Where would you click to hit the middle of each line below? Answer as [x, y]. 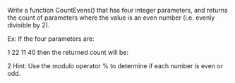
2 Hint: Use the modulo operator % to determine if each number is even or [115, 66]
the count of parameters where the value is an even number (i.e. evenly [111, 18]
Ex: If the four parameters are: [51, 39]
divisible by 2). [29, 25]
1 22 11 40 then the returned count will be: [68, 52]
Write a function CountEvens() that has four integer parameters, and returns [117, 10]
